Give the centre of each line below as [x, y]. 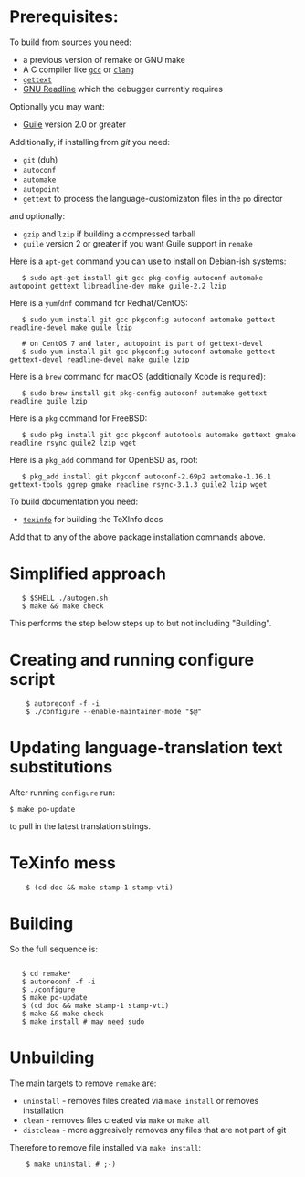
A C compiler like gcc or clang [79, 69]
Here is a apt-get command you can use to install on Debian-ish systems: [148, 261]
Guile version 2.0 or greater [74, 124]
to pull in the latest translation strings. [80, 826]
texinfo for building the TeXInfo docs [93, 519]
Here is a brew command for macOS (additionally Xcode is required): [138, 376]
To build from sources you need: [71, 42]
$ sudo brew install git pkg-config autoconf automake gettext [144, 393]
